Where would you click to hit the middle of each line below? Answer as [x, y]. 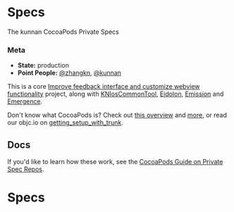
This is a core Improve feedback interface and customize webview [104, 87]
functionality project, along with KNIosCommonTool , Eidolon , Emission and [116, 94]
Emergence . [25, 101]
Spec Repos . [26, 169]
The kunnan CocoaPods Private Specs [63, 32]
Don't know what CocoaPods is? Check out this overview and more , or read [117, 115]
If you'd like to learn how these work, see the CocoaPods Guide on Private [115, 162]
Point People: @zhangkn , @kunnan [69, 73]
